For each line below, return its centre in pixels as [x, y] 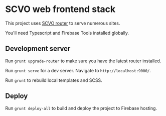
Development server [38, 49]
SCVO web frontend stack [60, 9]
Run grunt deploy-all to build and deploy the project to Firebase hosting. [81, 108]
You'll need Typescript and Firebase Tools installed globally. [67, 33]
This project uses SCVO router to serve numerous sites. [63, 23]
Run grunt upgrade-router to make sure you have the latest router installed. [83, 61]
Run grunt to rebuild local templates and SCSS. [54, 80]
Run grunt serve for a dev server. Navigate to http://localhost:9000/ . [78, 70]
